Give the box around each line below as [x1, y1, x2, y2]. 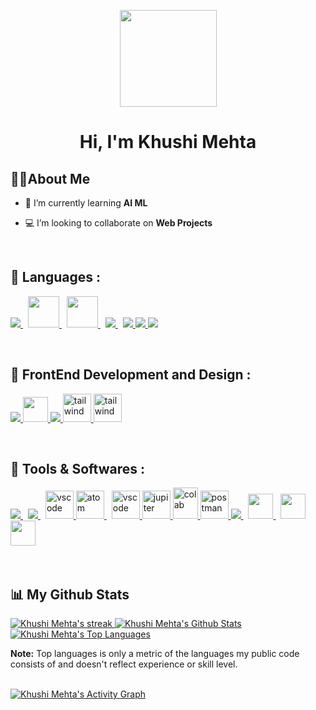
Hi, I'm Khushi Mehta [79, 131, 257, 154]
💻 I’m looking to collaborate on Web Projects [24, 217, 213, 229]
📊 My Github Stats [10, 586, 130, 603]
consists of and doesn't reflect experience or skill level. [10, 658, 238, 670]
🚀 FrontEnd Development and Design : [10, 366, 252, 384]
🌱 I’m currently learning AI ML [24, 197, 148, 209]
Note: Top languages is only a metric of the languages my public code [10, 648, 300, 660]
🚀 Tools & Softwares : [10, 461, 145, 478]
